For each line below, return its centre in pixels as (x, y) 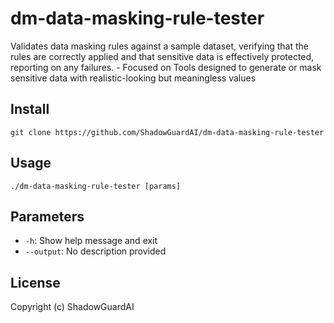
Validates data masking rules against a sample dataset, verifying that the (159, 46)
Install (30, 109)
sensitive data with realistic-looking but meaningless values (133, 78)
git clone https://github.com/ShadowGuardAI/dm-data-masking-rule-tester (167, 132)
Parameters (47, 216)
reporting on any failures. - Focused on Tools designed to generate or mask (166, 67)
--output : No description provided (95, 251)
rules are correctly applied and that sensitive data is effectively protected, (162, 56)
